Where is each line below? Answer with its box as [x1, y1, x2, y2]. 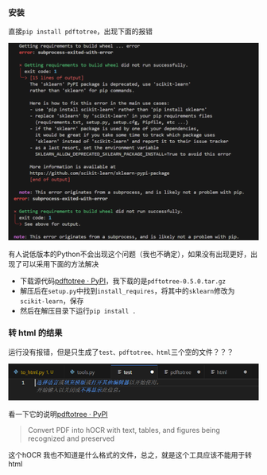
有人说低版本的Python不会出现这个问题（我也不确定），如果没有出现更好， [8, 249, 251, 259]
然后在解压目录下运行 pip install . [19, 306, 137, 315]
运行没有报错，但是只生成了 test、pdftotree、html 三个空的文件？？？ [8, 347, 234, 356]
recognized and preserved [27, 434, 115, 443]
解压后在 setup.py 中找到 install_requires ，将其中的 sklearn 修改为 [19, 286, 235, 295]
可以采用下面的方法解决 [21, 259, 99, 268]
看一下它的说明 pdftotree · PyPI [8, 409, 109, 419]
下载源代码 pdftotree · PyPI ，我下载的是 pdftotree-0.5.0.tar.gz [19, 276, 226, 286]
